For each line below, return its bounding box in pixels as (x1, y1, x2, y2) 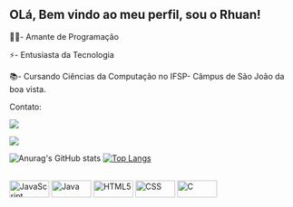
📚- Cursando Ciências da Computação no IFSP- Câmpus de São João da (9, 71, 285, 81)
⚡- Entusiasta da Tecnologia (9, 49, 115, 60)
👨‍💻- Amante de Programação (9, 31, 120, 42)
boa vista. (9, 83, 47, 94)
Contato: (9, 101, 43, 112)
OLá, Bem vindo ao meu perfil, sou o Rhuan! (9, 7, 261, 23)
